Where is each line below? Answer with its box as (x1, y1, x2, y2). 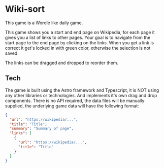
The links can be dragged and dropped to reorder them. (5, 60, 119, 66)
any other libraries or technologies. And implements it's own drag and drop (5, 92, 158, 98)
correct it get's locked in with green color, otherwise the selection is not (5, 45, 151, 51)
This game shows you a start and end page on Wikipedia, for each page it (5, 29, 155, 35)
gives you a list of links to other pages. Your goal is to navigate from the (5, 34, 151, 40)
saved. (5, 50, 19, 56)
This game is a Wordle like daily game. (5, 20, 83, 26)
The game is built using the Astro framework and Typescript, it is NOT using (5, 87, 159, 93)
